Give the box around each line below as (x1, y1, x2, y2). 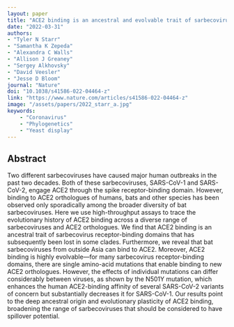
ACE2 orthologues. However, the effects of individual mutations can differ (7, 268, 219, 276)
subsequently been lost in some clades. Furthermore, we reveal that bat (7, 238, 214, 246)
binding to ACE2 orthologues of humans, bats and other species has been (7, 193, 219, 202)
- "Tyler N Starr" (7, 36, 61, 43)
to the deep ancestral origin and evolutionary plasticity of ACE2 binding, (7, 297, 214, 305)
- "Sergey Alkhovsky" (7, 62, 70, 69)
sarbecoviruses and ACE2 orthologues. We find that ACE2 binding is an (7, 223, 212, 231)
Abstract (7, 153, 47, 165)
